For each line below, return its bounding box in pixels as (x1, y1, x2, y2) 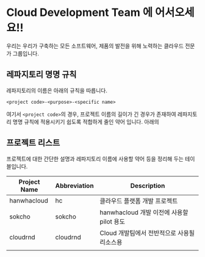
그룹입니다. (12, 49, 40, 57)
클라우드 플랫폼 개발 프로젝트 (99, 197, 178, 205)
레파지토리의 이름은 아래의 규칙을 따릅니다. (6, 87, 108, 94)
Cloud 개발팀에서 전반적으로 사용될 (99, 228, 195, 237)
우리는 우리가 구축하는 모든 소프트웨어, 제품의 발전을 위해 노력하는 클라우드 (6, 42, 184, 49)
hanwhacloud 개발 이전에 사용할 (99, 208, 189, 217)
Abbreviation (55, 181, 94, 190)
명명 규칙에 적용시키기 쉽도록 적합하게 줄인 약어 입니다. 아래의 (12, 118, 160, 125)
